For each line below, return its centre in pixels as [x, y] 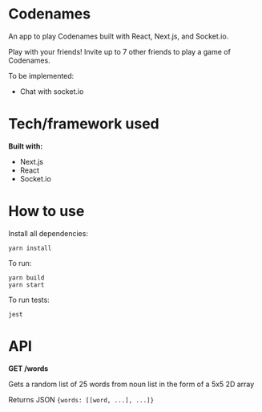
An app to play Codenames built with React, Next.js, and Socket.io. [119, 36]
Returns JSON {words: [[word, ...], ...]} [81, 399]
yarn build [26, 278]
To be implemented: [41, 75]
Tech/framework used [84, 124]
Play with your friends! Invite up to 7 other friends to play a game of [119, 51]
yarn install [30, 248]
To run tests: [29, 300]
